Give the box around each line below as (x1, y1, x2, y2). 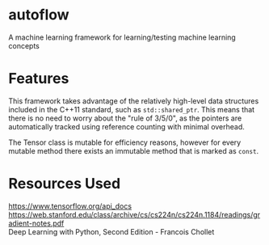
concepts (8, 40, 40, 50)
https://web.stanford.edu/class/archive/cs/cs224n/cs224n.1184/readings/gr (8, 209, 261, 219)
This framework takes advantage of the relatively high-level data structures (8, 95, 259, 106)
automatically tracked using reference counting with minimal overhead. (8, 121, 245, 131)
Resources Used (8, 175, 121, 193)
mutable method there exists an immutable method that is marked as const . (8, 146, 259, 155)
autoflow (8, 6, 70, 24)
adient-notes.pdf (8, 218, 65, 228)
